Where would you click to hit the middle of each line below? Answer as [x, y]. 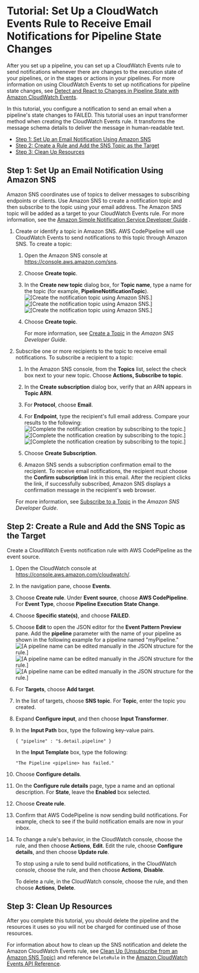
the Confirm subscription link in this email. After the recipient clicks [107, 477]
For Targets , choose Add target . [55, 689]
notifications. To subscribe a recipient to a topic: [75, 357]
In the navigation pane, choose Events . [63, 586]
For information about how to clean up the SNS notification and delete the [97, 945]
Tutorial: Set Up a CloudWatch [83, 11]
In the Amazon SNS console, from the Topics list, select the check [105, 369]
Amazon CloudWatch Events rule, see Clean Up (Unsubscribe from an [92, 951]
